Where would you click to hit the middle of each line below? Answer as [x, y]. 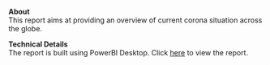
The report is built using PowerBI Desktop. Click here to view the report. [129, 53]
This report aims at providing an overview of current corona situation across [135, 20]
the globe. [26, 28]
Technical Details [38, 44]
